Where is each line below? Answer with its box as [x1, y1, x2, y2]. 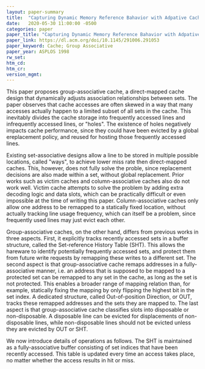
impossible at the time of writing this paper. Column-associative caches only [6, 197, 199, 204]
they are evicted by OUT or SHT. [6, 326, 88, 333]
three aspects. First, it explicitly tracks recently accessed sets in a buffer [6, 235, 189, 242]
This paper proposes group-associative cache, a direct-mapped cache [6, 88, 185, 95]
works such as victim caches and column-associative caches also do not [6, 177, 190, 185]
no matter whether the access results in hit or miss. [6, 357, 135, 364]
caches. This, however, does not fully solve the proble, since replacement [6, 165, 192, 172]
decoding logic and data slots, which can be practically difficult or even [6, 190, 186, 198]
